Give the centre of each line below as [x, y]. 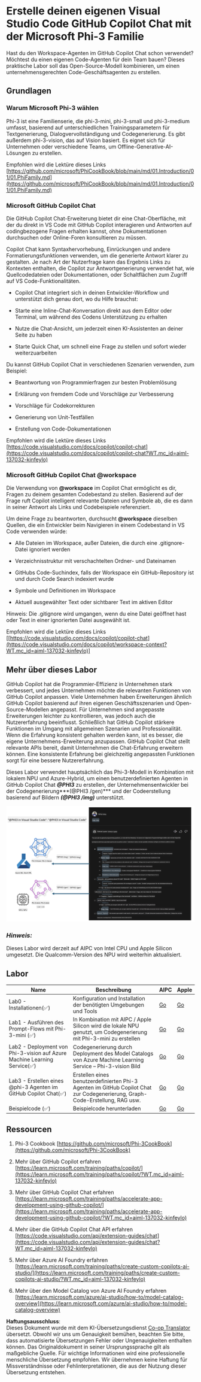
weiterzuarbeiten [36, 353]
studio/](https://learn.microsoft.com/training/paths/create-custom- [98, 1273]
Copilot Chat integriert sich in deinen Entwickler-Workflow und [92, 292]
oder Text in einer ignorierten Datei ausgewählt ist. [68, 620]
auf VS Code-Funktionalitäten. [43, 281]
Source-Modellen [28, 710]
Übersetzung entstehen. [36, 1372]
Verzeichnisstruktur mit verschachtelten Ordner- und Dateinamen [95, 561]
